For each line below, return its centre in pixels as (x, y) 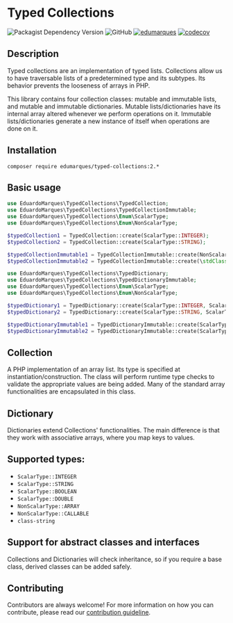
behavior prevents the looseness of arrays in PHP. (79, 86)
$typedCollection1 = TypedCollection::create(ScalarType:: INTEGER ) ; (108, 235)
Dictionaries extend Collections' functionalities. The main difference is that (113, 430)
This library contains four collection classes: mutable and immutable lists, (112, 99)
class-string (36, 521)
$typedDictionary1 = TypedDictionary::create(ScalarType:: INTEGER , (107, 305)
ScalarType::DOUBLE (45, 499)
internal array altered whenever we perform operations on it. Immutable (109, 113)
